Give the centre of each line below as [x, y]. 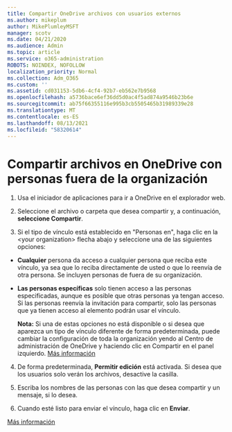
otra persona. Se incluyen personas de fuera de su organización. [110, 275]
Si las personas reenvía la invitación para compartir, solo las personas [117, 303]
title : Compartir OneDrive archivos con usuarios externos [94, 14]
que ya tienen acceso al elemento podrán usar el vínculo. [99, 311]
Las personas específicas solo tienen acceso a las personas [104, 288]
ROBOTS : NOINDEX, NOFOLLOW [46, 65]
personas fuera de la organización [107, 179]
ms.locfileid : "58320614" [44, 130]
